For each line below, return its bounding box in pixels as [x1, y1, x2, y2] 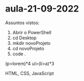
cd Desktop [12, 35, 37, 41]
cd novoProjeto [12, 45, 44, 51]
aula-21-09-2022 [5, 3, 79, 15]
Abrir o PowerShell [12, 29, 52, 35]
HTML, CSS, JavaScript [5, 70, 54, 76]
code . [12, 51, 26, 57]
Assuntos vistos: [5, 20, 40, 26]
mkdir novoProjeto [12, 40, 51, 46]
